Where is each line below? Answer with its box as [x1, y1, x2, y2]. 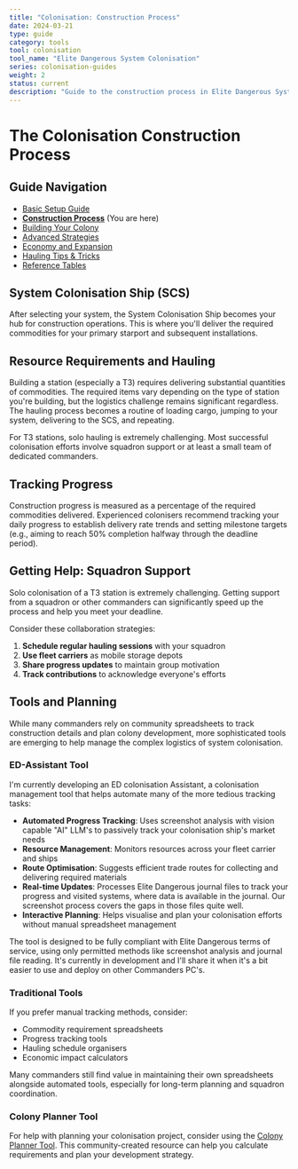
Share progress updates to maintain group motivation [21, 659, 220, 670]
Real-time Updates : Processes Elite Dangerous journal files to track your [21, 881, 288, 892]
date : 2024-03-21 [9, 21, 74, 30]
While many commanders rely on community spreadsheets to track [9, 718, 255, 729]
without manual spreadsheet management [21, 919, 177, 929]
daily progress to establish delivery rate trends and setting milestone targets [9, 518, 288, 529]
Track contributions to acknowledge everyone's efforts [21, 668, 226, 679]
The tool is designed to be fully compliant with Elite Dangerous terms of [9, 936, 271, 946]
